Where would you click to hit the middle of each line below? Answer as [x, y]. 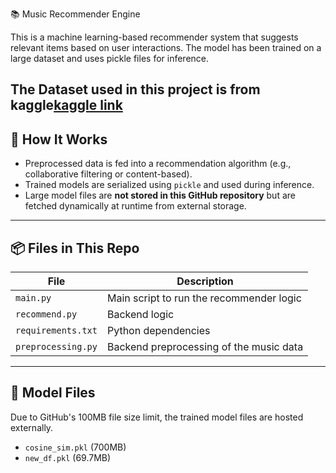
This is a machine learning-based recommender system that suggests [154, 37]
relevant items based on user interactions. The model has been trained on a [166, 47]
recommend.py [46, 314]
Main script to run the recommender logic [204, 298]
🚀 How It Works [59, 139]
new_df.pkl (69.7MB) [68, 457]
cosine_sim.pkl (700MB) [75, 447]
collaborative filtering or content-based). [108, 174]
